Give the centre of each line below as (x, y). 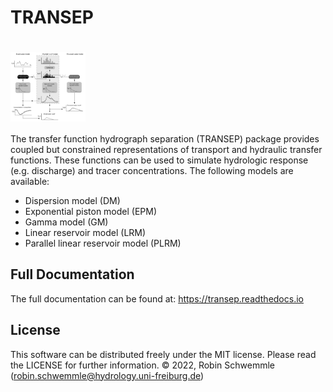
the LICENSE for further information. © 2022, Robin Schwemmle (142, 365)
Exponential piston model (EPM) (91, 212)
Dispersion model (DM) (72, 201)
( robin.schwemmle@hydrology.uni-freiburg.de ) (107, 375)
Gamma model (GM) (66, 222)
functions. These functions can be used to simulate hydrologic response (159, 160)
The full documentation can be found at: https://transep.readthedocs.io (157, 298)
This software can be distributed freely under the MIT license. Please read (163, 354)
